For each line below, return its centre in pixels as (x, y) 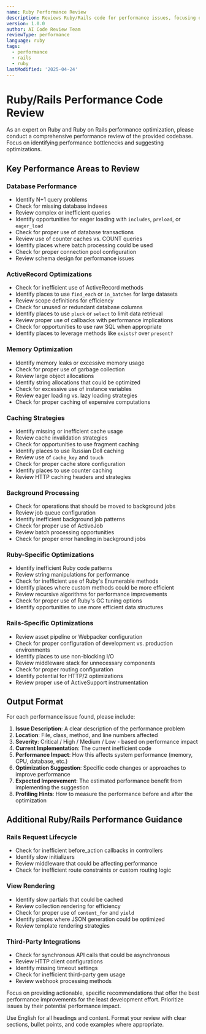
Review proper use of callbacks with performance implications (94, 320)
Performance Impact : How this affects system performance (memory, (104, 754)
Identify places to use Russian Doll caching (70, 451)
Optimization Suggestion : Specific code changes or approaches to (101, 768)
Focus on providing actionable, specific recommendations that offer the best (103, 993)
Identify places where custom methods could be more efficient (94, 588)
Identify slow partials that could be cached (69, 899)
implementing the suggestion (52, 787)
